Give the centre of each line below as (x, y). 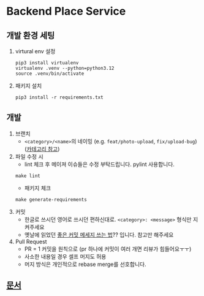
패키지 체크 (37, 188)
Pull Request (31, 241)
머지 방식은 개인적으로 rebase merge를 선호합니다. (85, 264)
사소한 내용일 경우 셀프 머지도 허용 (65, 256)
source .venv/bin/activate (50, 74)
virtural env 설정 (35, 51)
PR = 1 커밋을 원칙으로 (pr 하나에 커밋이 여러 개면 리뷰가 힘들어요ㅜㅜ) (108, 249)
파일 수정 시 (29, 156)
